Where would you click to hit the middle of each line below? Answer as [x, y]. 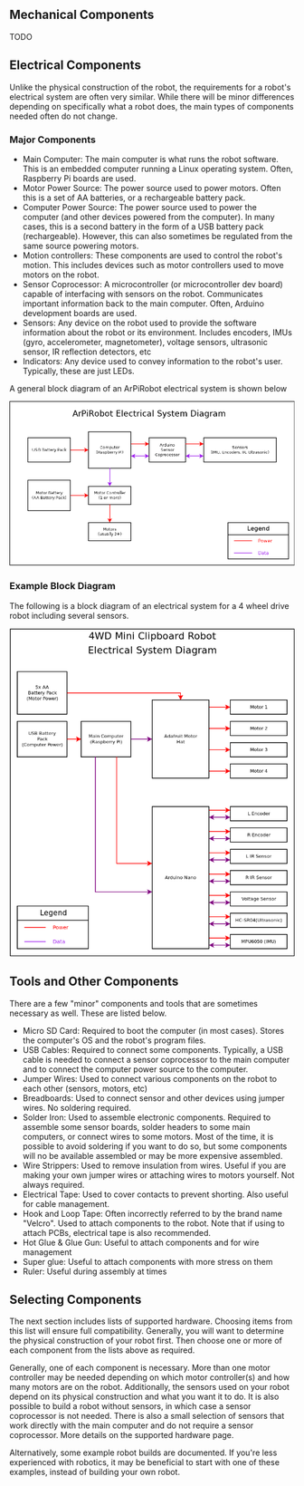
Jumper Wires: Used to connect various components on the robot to [150, 1078]
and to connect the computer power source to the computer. [135, 1069]
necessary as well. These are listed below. [88, 1013]
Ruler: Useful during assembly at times [95, 1271]
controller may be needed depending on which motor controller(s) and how [150, 1377]
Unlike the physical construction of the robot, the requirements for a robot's [150, 87]
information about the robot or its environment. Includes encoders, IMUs [157, 332]
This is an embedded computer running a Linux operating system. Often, [158, 169]
